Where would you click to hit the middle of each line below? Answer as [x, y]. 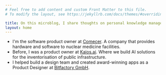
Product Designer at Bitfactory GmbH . [51, 68]
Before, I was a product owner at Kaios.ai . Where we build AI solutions [84, 52]
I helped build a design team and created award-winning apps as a [80, 62]
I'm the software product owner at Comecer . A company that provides [83, 42]
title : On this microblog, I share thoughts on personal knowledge [76, 23]
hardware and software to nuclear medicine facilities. [66, 47]
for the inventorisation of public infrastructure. [59, 57]
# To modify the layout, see [35, 14]
